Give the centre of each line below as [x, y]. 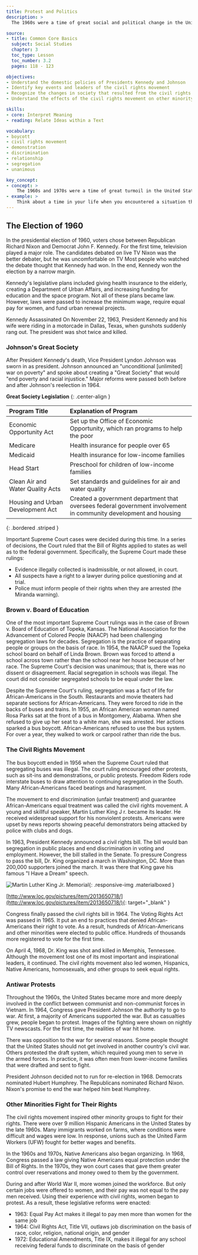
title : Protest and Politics [42, 12]
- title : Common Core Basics [42, 39]
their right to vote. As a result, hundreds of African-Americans [108, 926]
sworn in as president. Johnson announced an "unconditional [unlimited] [94, 366]
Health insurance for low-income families [127, 455]
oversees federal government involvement [128, 506]
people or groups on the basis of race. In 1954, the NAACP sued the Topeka [98, 648]
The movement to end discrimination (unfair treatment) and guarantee [91, 799]
